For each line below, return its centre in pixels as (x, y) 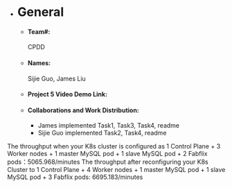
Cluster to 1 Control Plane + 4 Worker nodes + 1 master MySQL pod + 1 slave (116, 170)
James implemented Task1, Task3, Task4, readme (109, 126)
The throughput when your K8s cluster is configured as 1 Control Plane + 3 (114, 146)
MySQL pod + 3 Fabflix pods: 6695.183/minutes (75, 177)
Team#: (39, 31)
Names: (39, 62)
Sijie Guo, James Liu (57, 78)
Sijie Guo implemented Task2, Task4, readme (102, 133)
